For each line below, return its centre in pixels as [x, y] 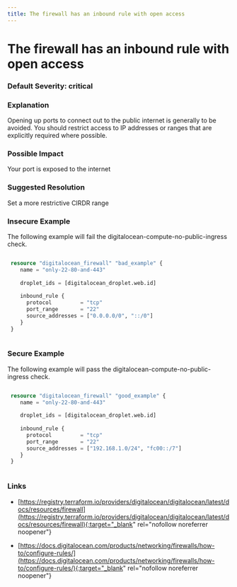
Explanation [28, 105]
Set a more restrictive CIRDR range [58, 203]
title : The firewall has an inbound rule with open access [96, 14]
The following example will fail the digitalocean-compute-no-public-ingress [117, 236]
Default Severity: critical [50, 86]
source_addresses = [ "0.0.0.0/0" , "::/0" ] [89, 315]
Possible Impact [35, 153]
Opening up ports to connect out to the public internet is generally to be [112, 120]
